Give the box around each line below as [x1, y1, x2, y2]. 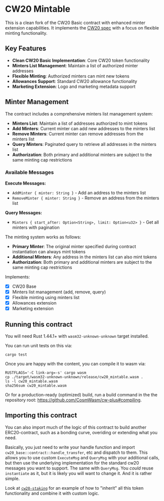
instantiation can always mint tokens [12, 249, 86, 254]
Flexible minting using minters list [12, 294, 80, 300]
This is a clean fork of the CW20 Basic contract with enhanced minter [5, 20, 145, 26]
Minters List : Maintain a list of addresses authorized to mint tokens [12, 120, 148, 126]
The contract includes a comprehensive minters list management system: [5, 111, 153, 116]
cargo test [5, 352, 27, 357]
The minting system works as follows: [5, 234, 81, 240]
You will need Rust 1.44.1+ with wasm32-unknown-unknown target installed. [5, 333, 149, 339]
